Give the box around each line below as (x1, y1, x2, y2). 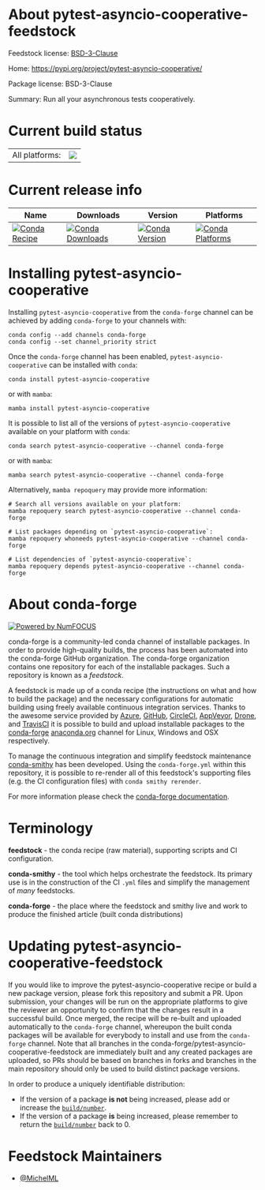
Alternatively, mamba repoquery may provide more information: (8, 485, 207, 494)
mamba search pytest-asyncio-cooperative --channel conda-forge (8, 471, 224, 479)
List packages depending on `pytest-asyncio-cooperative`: (15, 527, 214, 536)
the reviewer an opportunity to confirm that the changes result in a (8, 1005, 225, 1015)
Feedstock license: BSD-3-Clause (8, 48, 118, 58)
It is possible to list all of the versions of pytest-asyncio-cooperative (8, 418, 231, 428)
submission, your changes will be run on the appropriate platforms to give (8, 997, 248, 1006)
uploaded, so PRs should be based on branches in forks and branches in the (8, 1055, 257, 1065)
